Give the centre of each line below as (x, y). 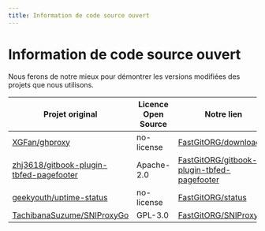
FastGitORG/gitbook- (218, 160)
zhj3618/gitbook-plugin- (60, 165)
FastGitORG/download (219, 142)
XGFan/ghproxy (41, 142)
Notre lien (224, 114)
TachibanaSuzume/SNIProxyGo (71, 215)
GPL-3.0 (153, 215)
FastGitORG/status (212, 197)
